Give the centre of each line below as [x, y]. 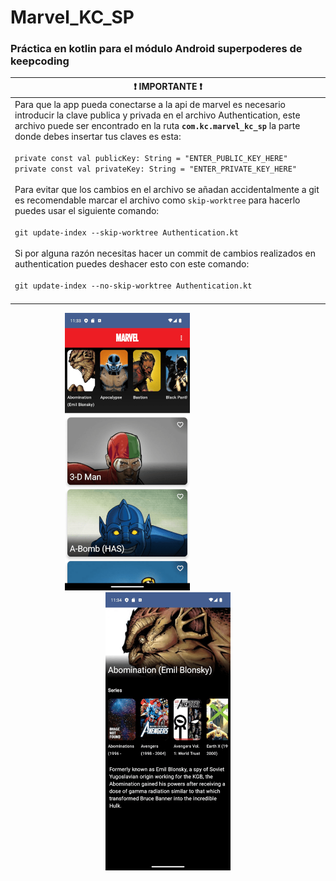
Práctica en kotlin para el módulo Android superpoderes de [156, 49]
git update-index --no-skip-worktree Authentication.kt [133, 286]
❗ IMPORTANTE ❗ [168, 86]
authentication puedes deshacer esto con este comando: [132, 264]
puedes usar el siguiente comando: [87, 211]
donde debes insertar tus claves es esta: [98, 137]
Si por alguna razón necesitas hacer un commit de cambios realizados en [165, 253]
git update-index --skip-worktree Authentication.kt [126, 233]
